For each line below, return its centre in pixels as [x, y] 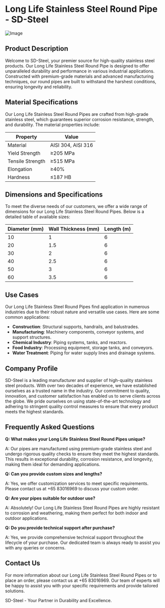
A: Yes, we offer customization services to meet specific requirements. [77, 483]
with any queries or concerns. [35, 547]
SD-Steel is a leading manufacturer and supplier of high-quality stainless [79, 380]
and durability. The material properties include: [52, 125]
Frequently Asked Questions [50, 427]
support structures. [32, 337]
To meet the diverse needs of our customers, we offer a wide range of [76, 206]
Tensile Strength [27, 161]
